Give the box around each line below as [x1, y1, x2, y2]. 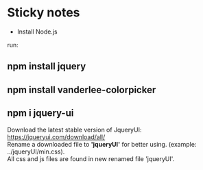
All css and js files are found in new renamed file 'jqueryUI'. [7, 154, 175, 162]
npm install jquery [7, 60, 86, 73]
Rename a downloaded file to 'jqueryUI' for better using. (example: [7, 140, 197, 148]
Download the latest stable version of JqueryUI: [7, 125, 142, 134]
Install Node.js [16, 27, 58, 36]
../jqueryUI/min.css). [7, 147, 65, 156]
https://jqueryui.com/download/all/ [7, 132, 106, 141]
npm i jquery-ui [7, 108, 74, 119]
